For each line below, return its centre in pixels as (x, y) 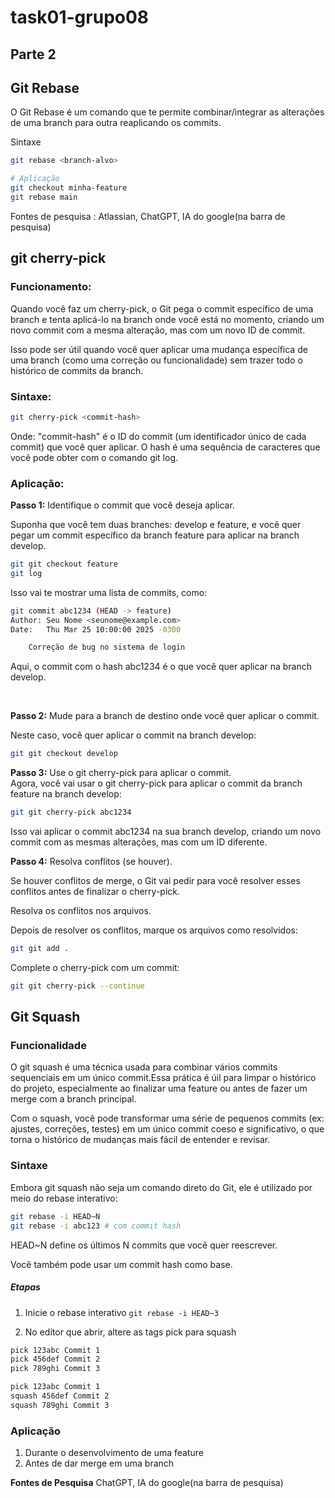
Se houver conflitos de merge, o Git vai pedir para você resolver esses (155, 881)
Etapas (25, 1287)
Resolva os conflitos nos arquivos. (81, 911)
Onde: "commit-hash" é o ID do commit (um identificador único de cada (158, 436)
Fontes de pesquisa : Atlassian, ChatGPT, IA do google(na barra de (148, 216)
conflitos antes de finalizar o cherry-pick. (95, 892)
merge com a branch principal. (73, 1099)
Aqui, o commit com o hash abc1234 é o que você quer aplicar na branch (161, 667)
